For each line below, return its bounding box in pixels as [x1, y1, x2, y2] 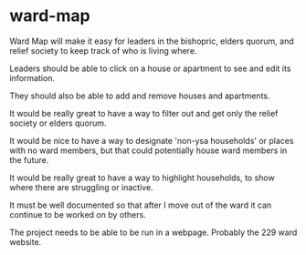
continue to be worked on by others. [9, 209, 146, 219]
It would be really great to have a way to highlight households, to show [9, 172, 276, 183]
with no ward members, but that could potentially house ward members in [9, 145, 288, 156]
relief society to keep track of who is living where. [9, 45, 197, 56]
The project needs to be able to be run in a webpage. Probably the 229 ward [9, 227, 298, 238]
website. [9, 236, 42, 247]
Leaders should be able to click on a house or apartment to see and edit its [9, 63, 291, 74]
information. [9, 72, 56, 83]
